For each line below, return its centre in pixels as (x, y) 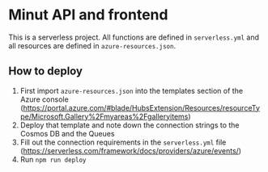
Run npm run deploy (53, 159)
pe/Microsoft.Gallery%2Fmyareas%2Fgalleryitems (104, 116)
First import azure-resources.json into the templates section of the (132, 90)
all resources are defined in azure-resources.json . (92, 45)
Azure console (44, 99)
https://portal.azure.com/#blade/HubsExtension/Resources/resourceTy (142, 107)
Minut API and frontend (88, 15)
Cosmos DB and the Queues (67, 133)
